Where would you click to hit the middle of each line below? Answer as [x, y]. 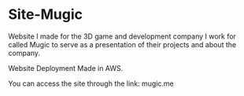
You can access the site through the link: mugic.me [91, 83]
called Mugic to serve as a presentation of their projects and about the [122, 44]
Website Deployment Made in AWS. [66, 68]
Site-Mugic [45, 15]
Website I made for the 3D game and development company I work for [122, 36]
